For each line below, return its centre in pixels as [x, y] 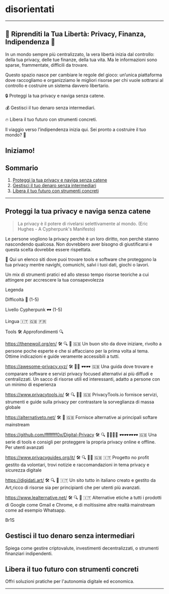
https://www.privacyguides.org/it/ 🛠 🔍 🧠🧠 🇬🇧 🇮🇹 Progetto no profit [77, 457]
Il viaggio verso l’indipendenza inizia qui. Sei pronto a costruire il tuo [76, 129]
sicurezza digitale [23, 470]
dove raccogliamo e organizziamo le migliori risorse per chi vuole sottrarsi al [84, 80]
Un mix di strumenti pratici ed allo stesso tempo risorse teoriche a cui [77, 275]
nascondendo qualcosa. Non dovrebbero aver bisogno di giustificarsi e [79, 244]
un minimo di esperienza [31, 384]
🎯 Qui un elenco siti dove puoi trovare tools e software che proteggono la [81, 259]
